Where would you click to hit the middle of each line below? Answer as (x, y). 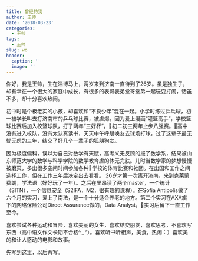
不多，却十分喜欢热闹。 (34, 99)
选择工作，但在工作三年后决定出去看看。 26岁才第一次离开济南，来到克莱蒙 (98, 175)
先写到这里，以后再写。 (34, 252)
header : (16, 56)
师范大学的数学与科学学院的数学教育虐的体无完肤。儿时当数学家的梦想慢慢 (101, 161)
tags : (13, 39)
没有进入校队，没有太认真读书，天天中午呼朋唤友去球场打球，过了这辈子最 (96, 133)
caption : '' (26, 61)
